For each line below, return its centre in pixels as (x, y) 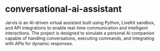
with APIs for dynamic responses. (39, 43)
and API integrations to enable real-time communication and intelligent (77, 27)
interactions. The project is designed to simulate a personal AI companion (80, 33)
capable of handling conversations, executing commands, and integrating (80, 38)
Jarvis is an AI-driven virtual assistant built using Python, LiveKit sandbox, (80, 23)
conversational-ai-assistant (64, 9)
